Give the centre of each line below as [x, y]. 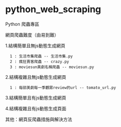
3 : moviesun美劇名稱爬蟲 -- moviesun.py [52, 67]
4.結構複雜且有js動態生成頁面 [36, 108]
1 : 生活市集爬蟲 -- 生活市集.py [41, 56]
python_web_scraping [53, 9]
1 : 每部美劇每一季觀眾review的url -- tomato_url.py [63, 87]
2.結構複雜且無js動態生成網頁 [36, 77]
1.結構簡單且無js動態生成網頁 [35, 45]
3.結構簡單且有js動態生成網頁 [36, 98]
